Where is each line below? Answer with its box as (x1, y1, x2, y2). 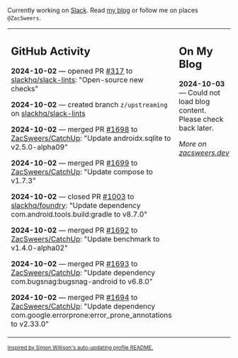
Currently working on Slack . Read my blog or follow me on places (7, 6, 198, 14)
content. (178, 105, 207, 115)
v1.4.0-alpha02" (11, 243, 69, 253)
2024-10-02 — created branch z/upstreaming (11, 99, 168, 109)
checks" (11, 83, 39, 93)
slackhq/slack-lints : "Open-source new (11, 74, 144, 84)
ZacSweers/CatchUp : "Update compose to (11, 166, 154, 176)
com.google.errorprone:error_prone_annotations (11, 310, 172, 320)
